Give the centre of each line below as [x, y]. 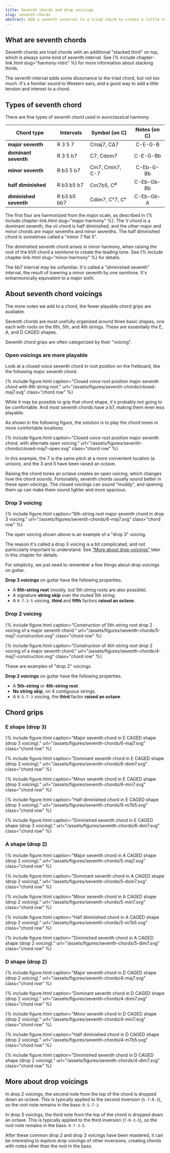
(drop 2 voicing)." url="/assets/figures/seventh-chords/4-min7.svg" [75, 1019]
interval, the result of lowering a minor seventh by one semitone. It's [76, 273]
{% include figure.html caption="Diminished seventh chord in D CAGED [79, 1055]
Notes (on [148, 130]
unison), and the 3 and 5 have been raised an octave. [61, 464]
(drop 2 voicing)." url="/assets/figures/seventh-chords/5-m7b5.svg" [76, 922]
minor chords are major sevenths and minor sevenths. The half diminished [83, 231]
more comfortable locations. [35, 428]
